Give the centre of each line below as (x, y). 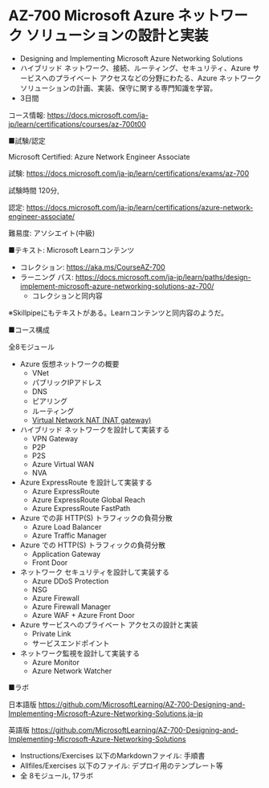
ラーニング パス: (47, 277)
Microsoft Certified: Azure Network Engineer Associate (99, 156)
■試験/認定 (27, 140)
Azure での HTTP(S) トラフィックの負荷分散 (93, 545)
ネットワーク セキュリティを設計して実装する (95, 572)
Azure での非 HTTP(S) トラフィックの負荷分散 (96, 518)
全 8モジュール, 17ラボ (57, 775)
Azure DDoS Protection (70, 581)
